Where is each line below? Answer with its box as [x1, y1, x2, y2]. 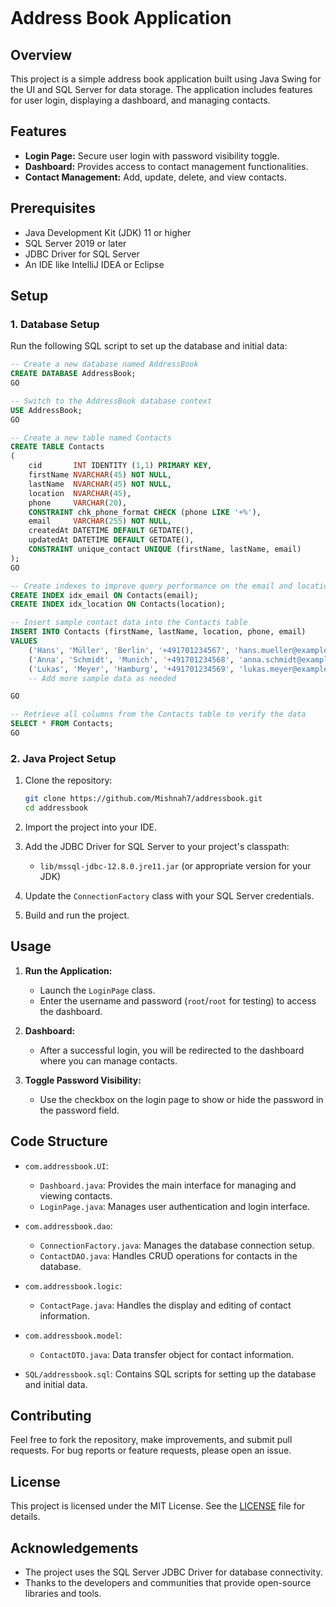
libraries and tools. [24, 1588, 102, 1600]
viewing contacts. [39, 1189, 113, 1202]
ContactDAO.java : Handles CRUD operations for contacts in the [39, 1249, 298, 1262]
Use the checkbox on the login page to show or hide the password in [39, 1093, 324, 1105]
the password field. [39, 1104, 120, 1116]
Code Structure [10, 1133, 108, 1150]
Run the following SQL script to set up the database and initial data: [10, 340, 288, 352]
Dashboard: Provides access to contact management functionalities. [24, 160, 309, 172]
